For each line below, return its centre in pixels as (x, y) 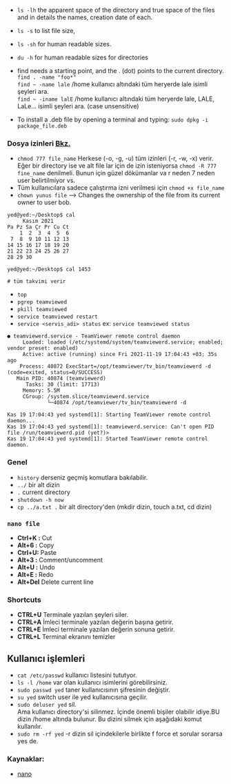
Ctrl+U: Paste (37, 552)
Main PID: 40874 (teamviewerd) (61, 379)
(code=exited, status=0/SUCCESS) (55, 373)
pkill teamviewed (42, 310)
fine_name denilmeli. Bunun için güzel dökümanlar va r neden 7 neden (116, 173)
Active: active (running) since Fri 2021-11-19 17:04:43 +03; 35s (120, 355)
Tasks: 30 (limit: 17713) (62, 385)
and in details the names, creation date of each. (85, 17)
